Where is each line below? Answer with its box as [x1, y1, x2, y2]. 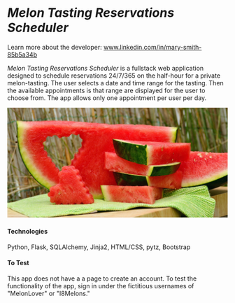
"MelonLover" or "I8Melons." [7, 289, 91, 297]
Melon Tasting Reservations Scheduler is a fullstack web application [7, 64, 204, 72]
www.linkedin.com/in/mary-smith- [104, 43, 202, 51]
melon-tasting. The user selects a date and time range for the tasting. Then [7, 78, 224, 87]
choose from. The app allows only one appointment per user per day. [7, 93, 207, 102]
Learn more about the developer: [7, 43, 103, 51]
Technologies [7, 227, 48, 236]
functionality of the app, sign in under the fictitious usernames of [7, 281, 194, 290]
